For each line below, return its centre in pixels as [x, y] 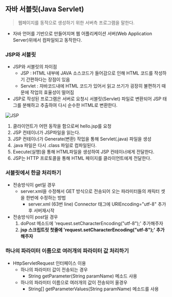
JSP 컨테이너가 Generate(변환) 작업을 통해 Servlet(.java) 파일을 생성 [82, 139]
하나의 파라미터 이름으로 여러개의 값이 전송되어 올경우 [74, 282]
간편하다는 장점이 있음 [48, 80]
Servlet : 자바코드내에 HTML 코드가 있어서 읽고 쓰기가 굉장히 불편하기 [90, 86]
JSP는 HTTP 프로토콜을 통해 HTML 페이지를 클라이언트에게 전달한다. [82, 158]
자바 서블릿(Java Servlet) [45, 9]
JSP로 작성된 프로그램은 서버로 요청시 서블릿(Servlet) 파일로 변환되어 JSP [87, 99]
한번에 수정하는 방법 [46, 198]
